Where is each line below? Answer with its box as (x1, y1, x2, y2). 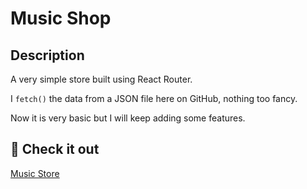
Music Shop (10, 7, 112, 30)
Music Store (10, 167, 60, 179)
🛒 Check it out (10, 141, 100, 158)
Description (10, 47, 85, 64)
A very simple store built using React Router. (10, 73, 193, 85)
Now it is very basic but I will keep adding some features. (10, 112, 246, 124)
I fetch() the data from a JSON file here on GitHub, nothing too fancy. (10, 93, 298, 104)
